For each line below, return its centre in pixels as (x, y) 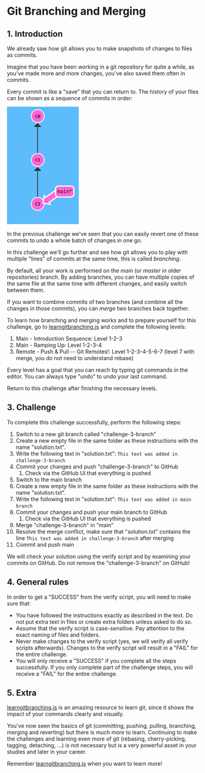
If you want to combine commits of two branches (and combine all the (95, 302)
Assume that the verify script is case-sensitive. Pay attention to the (100, 628)
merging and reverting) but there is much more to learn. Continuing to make (102, 733)
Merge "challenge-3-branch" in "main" (65, 525)
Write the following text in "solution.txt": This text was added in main (103, 499)
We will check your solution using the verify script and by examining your (99, 556)
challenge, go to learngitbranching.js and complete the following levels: (97, 327)
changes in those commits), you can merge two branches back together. (98, 308)
